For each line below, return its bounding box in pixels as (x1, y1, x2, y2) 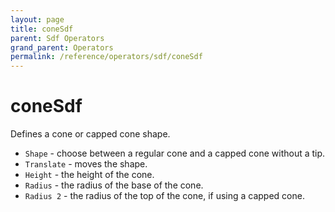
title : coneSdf (10, 24, 74, 34)
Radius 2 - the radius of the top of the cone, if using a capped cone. (24, 190, 305, 202)
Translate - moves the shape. (24, 158, 148, 170)
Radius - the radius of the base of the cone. (24, 179, 204, 191)
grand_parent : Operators (10, 42, 114, 53)
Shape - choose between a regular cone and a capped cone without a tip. (24, 147, 326, 160)
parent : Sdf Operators (10, 33, 105, 43)
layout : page (10, 14, 65, 25)
